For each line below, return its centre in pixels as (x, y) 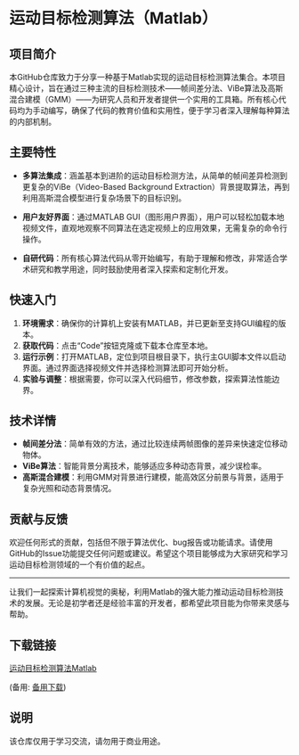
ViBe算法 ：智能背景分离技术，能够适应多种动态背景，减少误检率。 (144, 466)
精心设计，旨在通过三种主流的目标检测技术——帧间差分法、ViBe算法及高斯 (146, 88)
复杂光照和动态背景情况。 (69, 488)
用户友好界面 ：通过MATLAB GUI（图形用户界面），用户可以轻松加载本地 (153, 217)
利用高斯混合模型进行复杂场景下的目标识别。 (104, 198)
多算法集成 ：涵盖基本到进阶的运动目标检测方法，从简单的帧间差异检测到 (154, 176)
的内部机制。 (32, 122)
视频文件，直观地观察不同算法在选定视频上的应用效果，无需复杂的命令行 (154, 227)
